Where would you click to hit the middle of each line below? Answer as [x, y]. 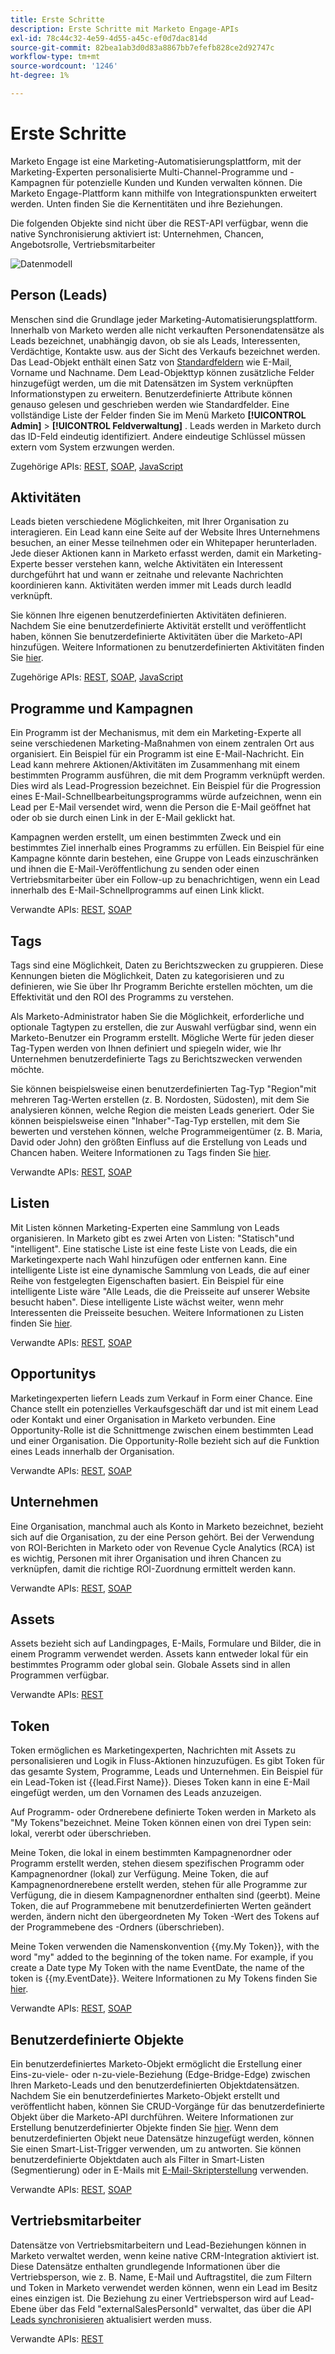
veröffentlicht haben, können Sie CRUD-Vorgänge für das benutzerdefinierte [167, 2106]
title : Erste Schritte [57, 19]
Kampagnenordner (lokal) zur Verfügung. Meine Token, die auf [139, 1874]
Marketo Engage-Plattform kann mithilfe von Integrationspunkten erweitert [163, 193]
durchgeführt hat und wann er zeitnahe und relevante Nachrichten [147, 575]
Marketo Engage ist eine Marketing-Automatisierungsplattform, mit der [156, 161]
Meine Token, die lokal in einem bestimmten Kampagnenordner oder [151, 1853]
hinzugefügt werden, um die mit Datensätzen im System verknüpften [152, 383]
